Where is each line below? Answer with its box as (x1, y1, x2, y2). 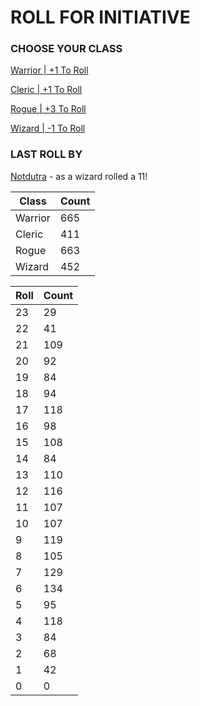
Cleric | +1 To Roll (10, 84, 83, 96)
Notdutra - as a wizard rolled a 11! (10, 170, 148, 182)
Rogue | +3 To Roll (10, 103, 87, 115)
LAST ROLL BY (10, 147, 83, 161)
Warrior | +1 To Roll (10, 64, 89, 76)
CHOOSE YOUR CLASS (10, 42, 123, 56)
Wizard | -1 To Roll (10, 122, 86, 135)
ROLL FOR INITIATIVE (10, 6, 191, 29)
